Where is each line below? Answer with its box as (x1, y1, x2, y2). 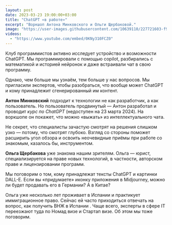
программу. (5, 66, 32, 72)
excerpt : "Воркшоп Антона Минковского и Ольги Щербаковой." (5, 22, 137, 27)
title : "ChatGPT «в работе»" (5, 17, 68, 22)
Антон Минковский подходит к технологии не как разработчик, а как (5, 97, 159, 103)
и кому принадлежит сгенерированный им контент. (5, 87, 119, 93)
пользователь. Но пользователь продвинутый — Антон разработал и (5, 103, 157, 109)
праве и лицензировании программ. (5, 161, 85, 167)
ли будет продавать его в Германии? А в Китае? (5, 182, 111, 188)
